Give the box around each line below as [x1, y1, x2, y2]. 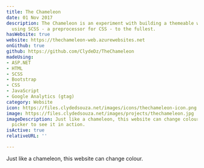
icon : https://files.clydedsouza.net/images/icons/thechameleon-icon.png [6, 104, 197, 111]
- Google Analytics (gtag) [6, 93, 75, 99]
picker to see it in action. [12, 122, 86, 128]
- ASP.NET [6, 59, 32, 66]
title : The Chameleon [6, 8, 61, 15]
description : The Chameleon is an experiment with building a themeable [6, 20, 194, 26]
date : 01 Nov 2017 [6, 15, 53, 21]
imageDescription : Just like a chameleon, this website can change [6, 116, 181, 122]
